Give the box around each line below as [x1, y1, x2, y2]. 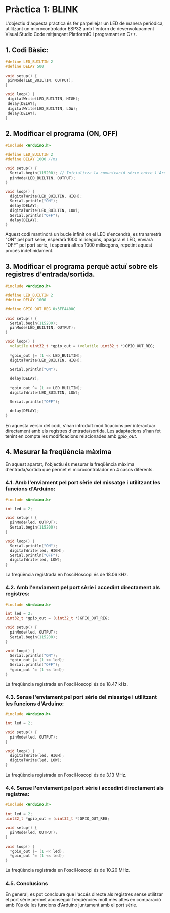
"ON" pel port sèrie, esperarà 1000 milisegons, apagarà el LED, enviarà [5, 237, 153, 243]
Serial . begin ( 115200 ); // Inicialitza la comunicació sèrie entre [10, 170, 153, 175]
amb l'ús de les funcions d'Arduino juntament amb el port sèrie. [5, 902, 138, 908]
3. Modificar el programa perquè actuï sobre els [5, 262, 158, 271]
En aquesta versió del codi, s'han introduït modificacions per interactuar [5, 422, 156, 428]
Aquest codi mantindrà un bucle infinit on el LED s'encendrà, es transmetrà [5, 231, 162, 237]
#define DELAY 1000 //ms [5, 156, 58, 162]
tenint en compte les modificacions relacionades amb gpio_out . [5, 433, 138, 439]
